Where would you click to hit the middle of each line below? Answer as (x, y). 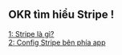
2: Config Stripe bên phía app (57, 42)
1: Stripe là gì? (31, 33)
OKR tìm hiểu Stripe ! (61, 15)
